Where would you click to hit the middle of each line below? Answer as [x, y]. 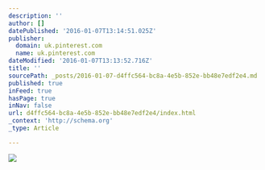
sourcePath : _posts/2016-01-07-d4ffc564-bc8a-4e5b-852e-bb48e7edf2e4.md [133, 76]
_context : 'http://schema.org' [61, 121]
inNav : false [30, 106]
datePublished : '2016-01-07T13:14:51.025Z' [83, 31]
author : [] [27, 23]
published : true [35, 83]
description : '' [35, 16]
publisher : [27, 38]
